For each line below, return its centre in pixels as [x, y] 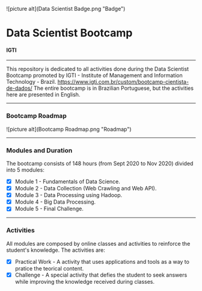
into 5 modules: [26, 170]
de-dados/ [20, 88]
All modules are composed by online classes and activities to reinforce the [98, 243]
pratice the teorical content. [49, 268]
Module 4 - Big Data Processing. [55, 202]
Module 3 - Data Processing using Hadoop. [69, 195]
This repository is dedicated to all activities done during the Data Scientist [98, 69]
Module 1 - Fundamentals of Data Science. [67, 181]
